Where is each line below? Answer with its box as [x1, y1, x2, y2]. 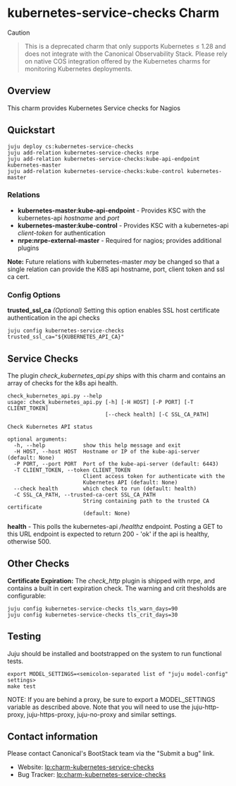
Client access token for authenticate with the [82, 472, 225, 480]
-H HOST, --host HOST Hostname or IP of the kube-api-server [13, 448, 200, 455]
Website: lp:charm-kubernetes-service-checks [17, 763, 154, 771]
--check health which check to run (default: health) [13, 485, 197, 492]
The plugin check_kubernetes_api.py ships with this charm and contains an [7, 371, 226, 379]
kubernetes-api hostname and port [17, 213, 120, 222]
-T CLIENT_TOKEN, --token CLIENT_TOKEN [13, 466, 131, 474]
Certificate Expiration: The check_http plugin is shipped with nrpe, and [7, 576, 216, 585]
